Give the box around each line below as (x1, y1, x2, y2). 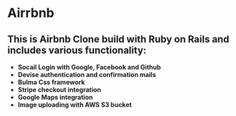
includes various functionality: (7, 44, 147, 56)
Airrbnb (7, 5, 55, 21)
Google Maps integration (17, 93, 93, 101)
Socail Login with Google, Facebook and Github (17, 63, 162, 71)
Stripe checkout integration (17, 86, 101, 93)
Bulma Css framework (17, 78, 86, 86)
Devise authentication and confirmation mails (17, 71, 156, 79)
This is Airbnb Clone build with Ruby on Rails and (7, 33, 230, 45)
